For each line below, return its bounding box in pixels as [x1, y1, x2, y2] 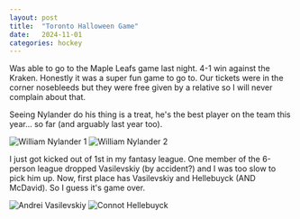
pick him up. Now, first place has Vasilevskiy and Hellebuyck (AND [9, 173, 257, 184]
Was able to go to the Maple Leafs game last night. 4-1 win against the [9, 63, 270, 74]
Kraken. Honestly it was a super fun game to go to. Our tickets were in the [9, 73, 284, 84]
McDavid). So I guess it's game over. [9, 182, 146, 194]
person [9, 163, 36, 174]
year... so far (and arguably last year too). [9, 119, 163, 130]
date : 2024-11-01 [9, 30, 83, 39]
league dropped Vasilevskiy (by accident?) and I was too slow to [37, 163, 277, 174]
